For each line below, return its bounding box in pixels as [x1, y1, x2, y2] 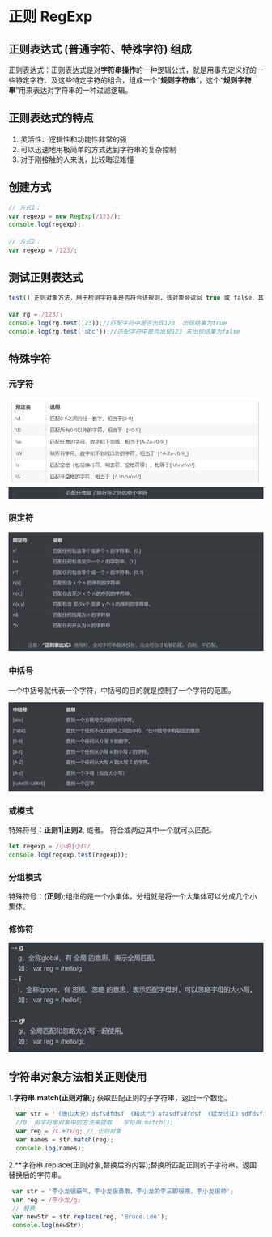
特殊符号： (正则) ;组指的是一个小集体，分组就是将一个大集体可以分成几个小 [8, 891, 257, 901]
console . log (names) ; [15, 1144, 85, 1152]
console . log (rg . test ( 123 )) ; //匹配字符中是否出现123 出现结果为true [8, 319, 227, 328]
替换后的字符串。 [8, 1170, 66, 1180]
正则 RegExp [8, 7, 93, 26]
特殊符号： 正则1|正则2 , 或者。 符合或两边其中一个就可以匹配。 [8, 825, 216, 835]
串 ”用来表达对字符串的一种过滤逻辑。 [8, 86, 133, 95]
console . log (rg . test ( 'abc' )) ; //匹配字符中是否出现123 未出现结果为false [8, 328, 240, 336]
